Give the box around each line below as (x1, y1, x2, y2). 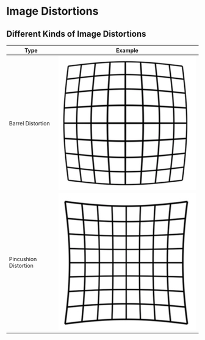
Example (115, 46, 138, 54)
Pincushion (9, 256, 37, 263)
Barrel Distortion (9, 120, 50, 127)
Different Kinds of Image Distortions (6, 29, 146, 39)
